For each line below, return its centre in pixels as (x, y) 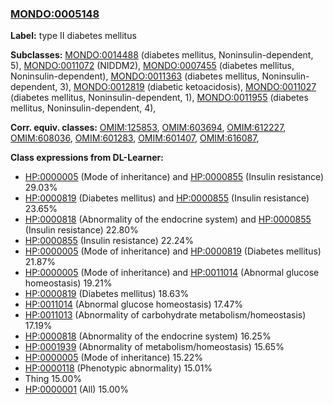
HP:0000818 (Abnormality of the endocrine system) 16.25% (148, 336)
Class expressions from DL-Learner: (87, 158)
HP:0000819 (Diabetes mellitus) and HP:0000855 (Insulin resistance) (167, 198)
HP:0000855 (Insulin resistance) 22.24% (109, 241)
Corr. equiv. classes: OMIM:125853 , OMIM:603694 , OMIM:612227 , (148, 128)
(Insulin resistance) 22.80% (81, 230)
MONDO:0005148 (55, 14)
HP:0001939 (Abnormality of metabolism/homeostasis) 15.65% (154, 347)
